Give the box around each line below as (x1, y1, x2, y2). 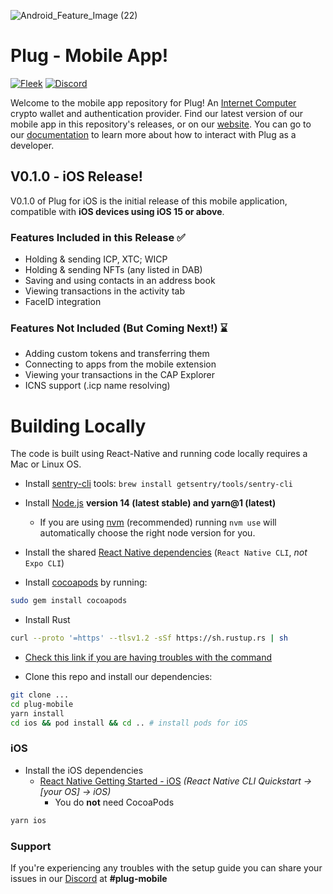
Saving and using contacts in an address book (24, 275, 216, 287)
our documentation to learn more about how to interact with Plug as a (10, 128, 297, 140)
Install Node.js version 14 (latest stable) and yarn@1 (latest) (24, 497, 277, 509)
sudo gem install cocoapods (10, 596, 128, 606)
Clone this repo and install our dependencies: (24, 671, 213, 683)
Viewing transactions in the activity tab (24, 285, 185, 297)
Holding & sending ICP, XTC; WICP (24, 253, 168, 265)
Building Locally (10, 415, 147, 437)
